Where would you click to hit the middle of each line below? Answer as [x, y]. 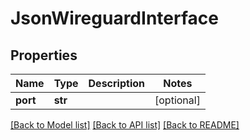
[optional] [177, 100]
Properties [44, 55]
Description [116, 83]
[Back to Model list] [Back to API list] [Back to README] [125, 125]
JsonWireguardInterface [114, 18]
